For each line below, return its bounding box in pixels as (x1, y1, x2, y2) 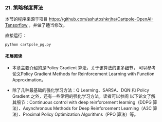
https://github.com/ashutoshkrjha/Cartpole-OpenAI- (48, 16, 154, 22)
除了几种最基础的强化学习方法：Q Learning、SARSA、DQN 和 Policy (12, 87, 149, 93)
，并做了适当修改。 (28, 22, 67, 28)
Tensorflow (5, 22, 28, 28)
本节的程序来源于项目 (5, 16, 48, 22)
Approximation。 (12, 76, 46, 83)
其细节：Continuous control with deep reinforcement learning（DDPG (12, 99, 152, 105)
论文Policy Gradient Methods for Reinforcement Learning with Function (12, 71, 155, 76)
